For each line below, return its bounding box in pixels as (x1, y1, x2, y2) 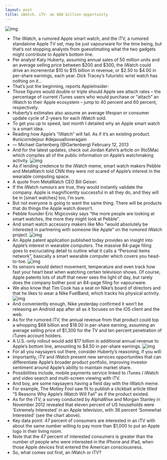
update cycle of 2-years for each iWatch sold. (12, 115, 107, 121)
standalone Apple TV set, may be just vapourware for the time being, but (12, 40, 162, 46)
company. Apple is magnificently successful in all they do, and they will (12, 189, 159, 195)
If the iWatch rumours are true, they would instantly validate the (12, 184, 143, 190)
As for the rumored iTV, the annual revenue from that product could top (12, 317, 159, 323)
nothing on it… (12, 78, 42, 84)
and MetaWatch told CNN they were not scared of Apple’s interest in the (12, 168, 161, 174)
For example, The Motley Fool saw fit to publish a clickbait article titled (12, 386, 158, 392)
